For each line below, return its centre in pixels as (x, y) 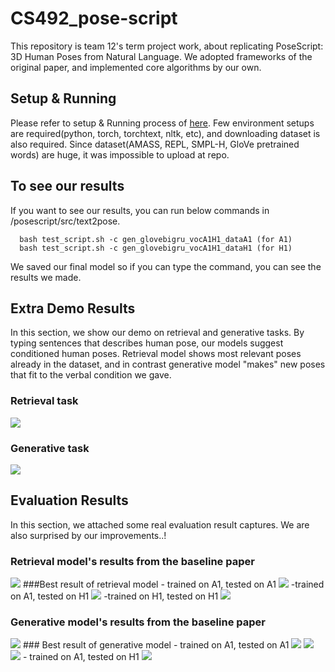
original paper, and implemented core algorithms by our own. (136, 67)
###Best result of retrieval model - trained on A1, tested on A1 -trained (173, 584)
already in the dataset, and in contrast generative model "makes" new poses (168, 364)
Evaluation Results (69, 500)
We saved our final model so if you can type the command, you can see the (166, 266)
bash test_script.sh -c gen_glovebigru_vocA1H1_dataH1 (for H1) (156, 248)
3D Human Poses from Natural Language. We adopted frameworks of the (161, 56)
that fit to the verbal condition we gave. (91, 375)
